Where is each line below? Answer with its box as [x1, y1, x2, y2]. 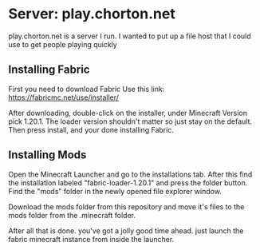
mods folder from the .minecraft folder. [8, 210, 136, 220]
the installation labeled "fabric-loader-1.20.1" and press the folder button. [8, 177, 248, 188]
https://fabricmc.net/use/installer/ [8, 93, 120, 102]
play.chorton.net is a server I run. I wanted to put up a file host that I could [8, 31, 251, 41]
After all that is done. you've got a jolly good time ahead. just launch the [8, 225, 244, 236]
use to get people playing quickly [8, 39, 117, 49]
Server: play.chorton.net [8, 5, 175, 23]
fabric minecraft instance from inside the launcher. [8, 234, 175, 244]
